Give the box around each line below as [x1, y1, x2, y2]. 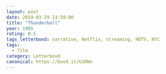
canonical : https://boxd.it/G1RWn [6, 58, 93, 64]
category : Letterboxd [6, 53, 61, 59]
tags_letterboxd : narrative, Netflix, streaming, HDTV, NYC [6, 36, 161, 42]
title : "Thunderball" [6, 20, 61, 26]
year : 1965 [6, 25, 34, 32]
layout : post [6, 8, 39, 15]
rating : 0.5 [6, 31, 36, 37]
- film [11, 48, 28, 54]
